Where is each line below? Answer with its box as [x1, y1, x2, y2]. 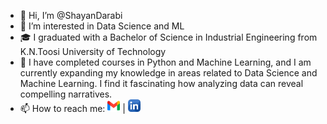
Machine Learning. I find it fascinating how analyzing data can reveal [19, 78, 304, 89]
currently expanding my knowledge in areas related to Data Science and [19, 67, 318, 79]
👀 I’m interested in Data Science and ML [19, 20, 185, 32]
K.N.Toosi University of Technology [19, 46, 167, 57]
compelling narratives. [19, 88, 113, 100]
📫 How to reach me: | [19, 103, 126, 114]
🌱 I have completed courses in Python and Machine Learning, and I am [19, 56, 312, 68]
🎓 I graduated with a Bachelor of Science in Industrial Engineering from [19, 31, 318, 43]
